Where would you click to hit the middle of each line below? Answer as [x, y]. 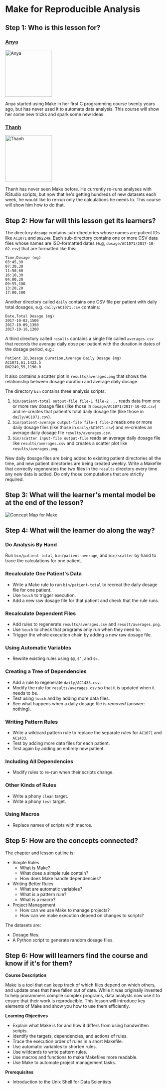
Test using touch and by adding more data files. [61, 698]
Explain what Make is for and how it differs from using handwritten [81, 1026]
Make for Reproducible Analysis [73, 9]
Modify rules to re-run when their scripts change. [63, 772]
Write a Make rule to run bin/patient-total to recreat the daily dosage [85, 585]
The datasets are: [23, 925]
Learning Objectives [27, 1016]
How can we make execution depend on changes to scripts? [82, 915]
